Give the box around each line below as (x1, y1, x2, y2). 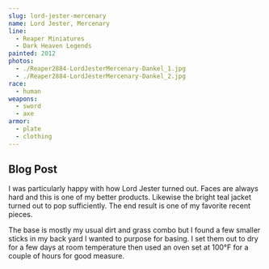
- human (15, 87, 42, 96)
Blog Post (8, 163, 58, 177)
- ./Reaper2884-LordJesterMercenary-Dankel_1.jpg (15, 65, 186, 73)
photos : (8, 58, 35, 66)
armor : (8, 117, 31, 126)
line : (8, 27, 27, 35)
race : (8, 79, 27, 88)
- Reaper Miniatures (15, 34, 85, 43)
